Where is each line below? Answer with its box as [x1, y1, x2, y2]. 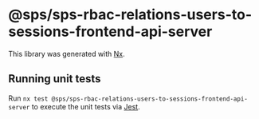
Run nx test [8, 93, 49, 103]
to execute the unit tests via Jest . [31, 101, 141, 111]
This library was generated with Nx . [8, 49, 125, 58]
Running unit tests [8, 72, 101, 85]
